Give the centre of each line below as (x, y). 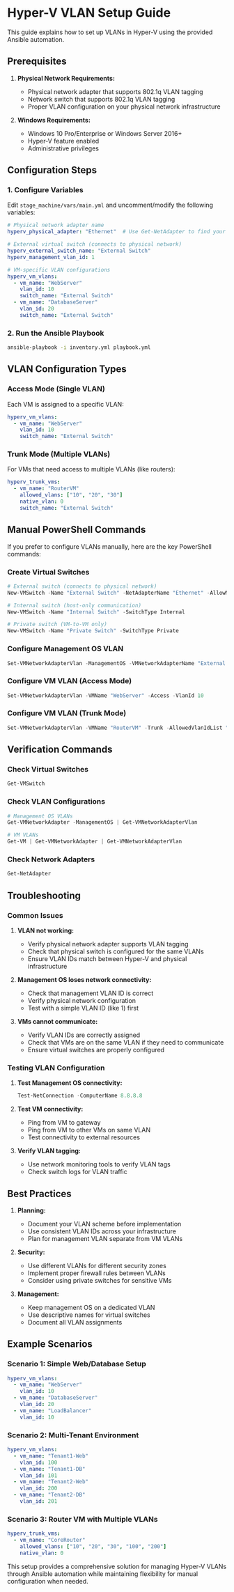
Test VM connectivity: (50, 1109)
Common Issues (36, 915)
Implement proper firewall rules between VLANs (96, 1273)
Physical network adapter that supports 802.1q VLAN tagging (115, 91)
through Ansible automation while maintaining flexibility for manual (103, 1574)
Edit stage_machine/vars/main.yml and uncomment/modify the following (110, 205)
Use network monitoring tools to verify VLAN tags (99, 1164)
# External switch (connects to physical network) (82, 586)
